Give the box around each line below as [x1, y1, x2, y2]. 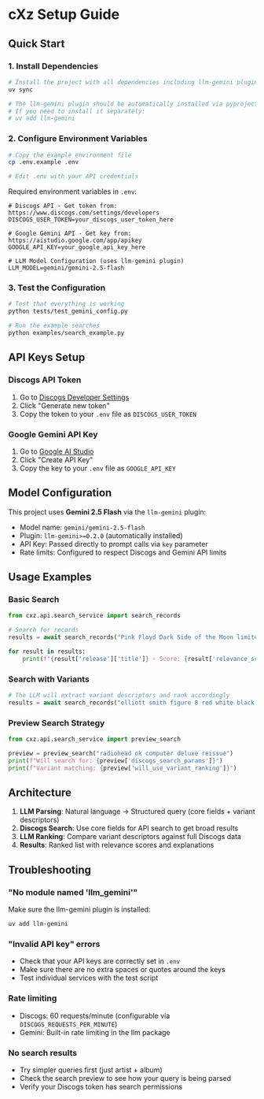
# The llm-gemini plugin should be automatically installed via [8, 100, 223, 108]
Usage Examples [8, 570, 92, 584]
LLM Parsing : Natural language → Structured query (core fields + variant [19, 807, 255, 816]
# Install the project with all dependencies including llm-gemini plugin [8, 78, 258, 86]
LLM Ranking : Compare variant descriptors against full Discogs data [19, 832, 242, 841]
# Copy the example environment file [8, 151, 132, 159]
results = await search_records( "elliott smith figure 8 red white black [8, 699, 255, 707]
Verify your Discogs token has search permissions [19, 1082, 183, 1091]
